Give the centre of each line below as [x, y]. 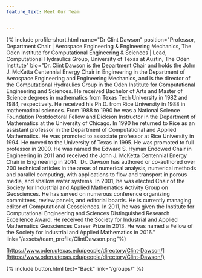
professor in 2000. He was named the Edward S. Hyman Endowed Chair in [99, 149]
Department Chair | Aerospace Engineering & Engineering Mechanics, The [99, 46]
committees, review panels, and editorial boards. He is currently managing [99, 200]
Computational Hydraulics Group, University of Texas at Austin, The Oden [98, 59]
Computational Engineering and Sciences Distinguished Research [88, 213]
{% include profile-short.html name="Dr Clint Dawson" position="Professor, [101, 39]
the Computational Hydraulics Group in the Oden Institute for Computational [101, 85]
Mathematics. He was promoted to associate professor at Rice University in [100, 136]
